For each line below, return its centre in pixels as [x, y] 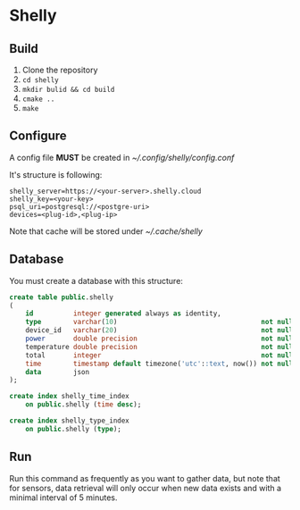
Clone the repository [60, 70]
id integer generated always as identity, [123, 314]
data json [58, 372]
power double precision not [150, 339]
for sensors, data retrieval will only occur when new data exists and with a [146, 488]
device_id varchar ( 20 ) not [150, 330]
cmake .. [38, 99]
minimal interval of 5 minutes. [63, 497]
